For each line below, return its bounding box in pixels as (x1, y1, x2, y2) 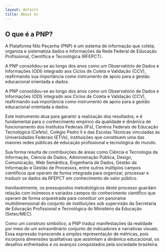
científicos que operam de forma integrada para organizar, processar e (5, 170, 149, 176)
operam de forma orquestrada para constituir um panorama (5, 195, 126, 201)
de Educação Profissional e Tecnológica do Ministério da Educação (5, 206, 142, 212)
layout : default (5, 7, 38, 12)
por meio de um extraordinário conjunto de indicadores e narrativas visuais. (5, 226, 159, 232)
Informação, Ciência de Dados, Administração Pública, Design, (5, 155, 132, 160)
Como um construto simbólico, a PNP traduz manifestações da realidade (5, 220, 153, 226)
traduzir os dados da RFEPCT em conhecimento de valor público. (5, 175, 138, 181)
